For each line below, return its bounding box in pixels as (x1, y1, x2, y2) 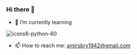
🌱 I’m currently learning (14, 19, 72, 26)
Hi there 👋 (6, 5, 36, 14)
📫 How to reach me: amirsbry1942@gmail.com (14, 42, 131, 49)
